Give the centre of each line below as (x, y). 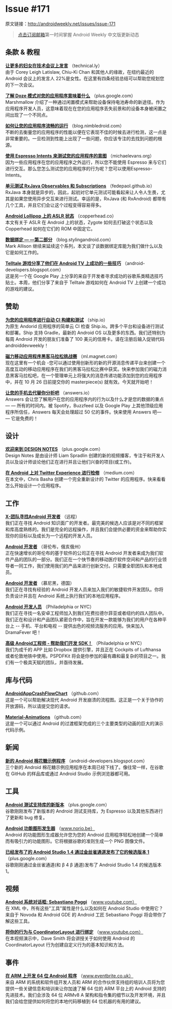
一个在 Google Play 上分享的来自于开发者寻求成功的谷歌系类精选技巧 (91, 276)
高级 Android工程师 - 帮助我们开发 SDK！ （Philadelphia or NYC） (75, 643)
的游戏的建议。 (21, 289)
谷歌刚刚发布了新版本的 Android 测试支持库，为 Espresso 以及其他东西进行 (84, 811)
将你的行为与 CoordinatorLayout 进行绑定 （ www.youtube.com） (74, 932)
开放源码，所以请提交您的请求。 (39, 706)
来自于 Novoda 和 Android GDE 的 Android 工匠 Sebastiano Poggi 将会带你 (84, 915)
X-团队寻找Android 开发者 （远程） (43, 517)
